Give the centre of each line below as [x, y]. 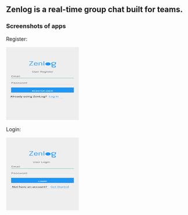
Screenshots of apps [36, 26]
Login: [14, 129]
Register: [17, 39]
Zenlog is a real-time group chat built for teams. [95, 10]
